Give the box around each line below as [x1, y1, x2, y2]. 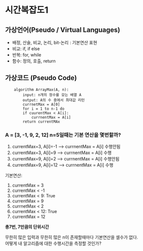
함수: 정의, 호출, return [12, 58, 56, 64]
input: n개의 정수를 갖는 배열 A [23, 92, 82, 97]
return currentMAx [23, 119, 60, 124]
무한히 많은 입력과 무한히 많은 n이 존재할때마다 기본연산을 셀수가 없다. [5, 234, 139, 240]
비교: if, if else [12, 46, 40, 52]
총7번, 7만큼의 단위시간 [5, 224, 49, 230]
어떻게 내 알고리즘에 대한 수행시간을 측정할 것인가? [5, 241, 102, 247]
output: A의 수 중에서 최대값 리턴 [23, 97, 85, 102]
